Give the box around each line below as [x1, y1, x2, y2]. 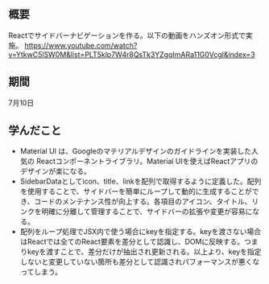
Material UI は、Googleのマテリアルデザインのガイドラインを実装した [19, 146, 252, 156]
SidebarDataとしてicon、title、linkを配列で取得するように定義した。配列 [19, 176, 262, 187]
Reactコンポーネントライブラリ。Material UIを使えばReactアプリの [35, 156, 259, 167]
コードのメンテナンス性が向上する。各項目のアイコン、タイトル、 [33, 196, 252, 207]
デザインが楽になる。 [19, 167, 91, 176]
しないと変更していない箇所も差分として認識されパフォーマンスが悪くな [19, 257, 260, 267]
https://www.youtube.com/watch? [23, 40, 138, 50]
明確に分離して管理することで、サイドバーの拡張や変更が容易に [41, 207, 253, 216]
